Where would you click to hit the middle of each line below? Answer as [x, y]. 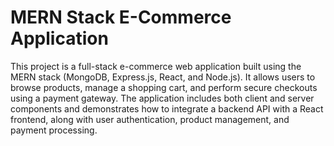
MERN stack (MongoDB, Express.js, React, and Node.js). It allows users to [163, 77]
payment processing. [54, 130]
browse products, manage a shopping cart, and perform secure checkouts [164, 87]
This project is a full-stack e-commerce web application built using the [156, 66]
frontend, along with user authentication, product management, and [150, 119]
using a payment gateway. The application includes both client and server [162, 98]
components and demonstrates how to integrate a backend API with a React [167, 108]
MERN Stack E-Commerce [121, 17]
